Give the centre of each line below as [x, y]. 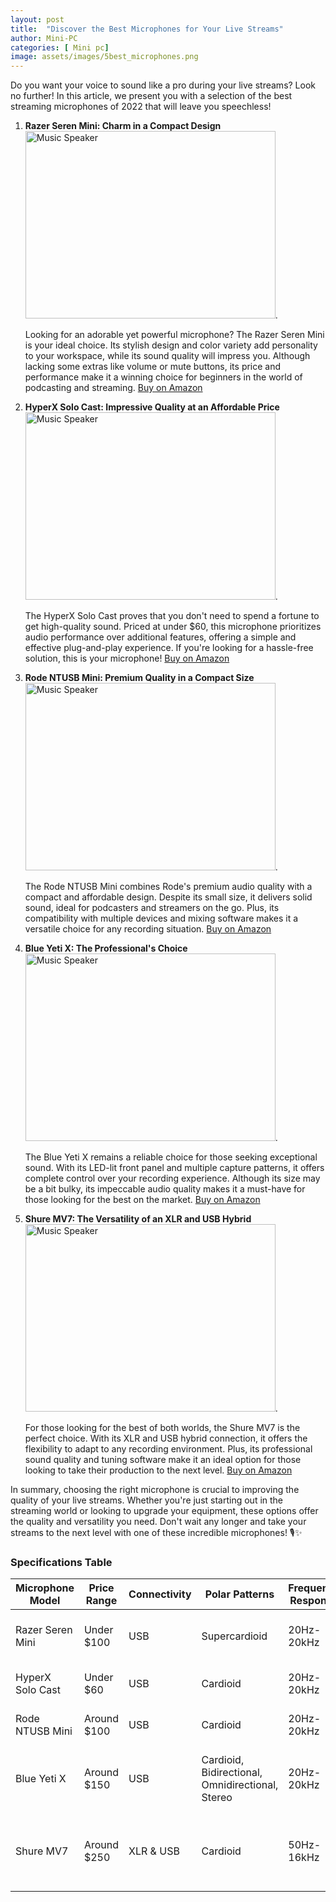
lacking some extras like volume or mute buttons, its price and [153, 367]
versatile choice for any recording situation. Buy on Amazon [148, 929]
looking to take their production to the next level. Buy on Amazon [158, 1470]
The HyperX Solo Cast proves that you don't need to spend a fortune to [172, 616]
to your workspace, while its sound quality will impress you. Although [167, 356]
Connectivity [160, 1594]
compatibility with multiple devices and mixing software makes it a [161, 918]
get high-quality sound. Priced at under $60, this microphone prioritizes [173, 627]
